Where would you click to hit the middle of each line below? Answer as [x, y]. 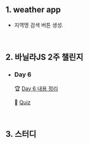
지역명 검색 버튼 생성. [39, 25]
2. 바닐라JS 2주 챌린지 [44, 57]
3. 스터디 [21, 134]
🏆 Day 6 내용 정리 [36, 88]
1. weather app [33, 10]
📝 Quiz [22, 102]
